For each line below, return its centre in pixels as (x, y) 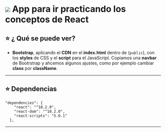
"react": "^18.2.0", (35, 107)
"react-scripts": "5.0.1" (41, 116)
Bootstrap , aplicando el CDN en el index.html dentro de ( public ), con (83, 52)
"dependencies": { (24, 103)
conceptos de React (47, 19)
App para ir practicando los (69, 9)
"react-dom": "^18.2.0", (40, 111)
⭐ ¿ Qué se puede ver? (40, 38)
